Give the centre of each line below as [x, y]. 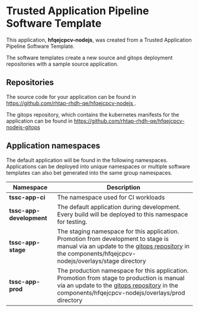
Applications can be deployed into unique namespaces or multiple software [98, 166]
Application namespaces [53, 146]
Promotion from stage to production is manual [121, 278]
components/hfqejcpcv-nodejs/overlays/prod [121, 292]
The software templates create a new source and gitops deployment [89, 57]
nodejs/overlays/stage [88, 260]
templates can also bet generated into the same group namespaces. [89, 172]
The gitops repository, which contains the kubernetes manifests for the [93, 114]
